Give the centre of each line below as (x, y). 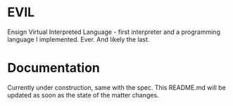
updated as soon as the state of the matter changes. (83, 95)
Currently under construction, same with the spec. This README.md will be (117, 87)
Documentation (54, 68)
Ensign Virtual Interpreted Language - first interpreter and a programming (114, 32)
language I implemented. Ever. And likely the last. (78, 39)
